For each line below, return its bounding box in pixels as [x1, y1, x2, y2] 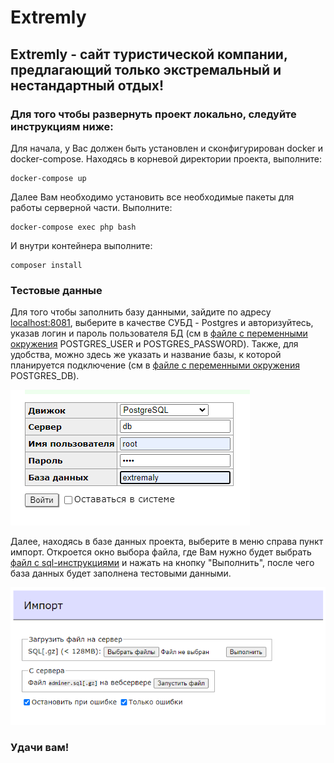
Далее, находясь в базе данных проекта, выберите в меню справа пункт [10, 536, 324, 548]
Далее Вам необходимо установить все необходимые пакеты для [10, 191, 295, 203]
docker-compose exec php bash [10, 222, 137, 232]
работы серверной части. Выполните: [10, 201, 173, 213]
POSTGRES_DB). [10, 370, 80, 382]
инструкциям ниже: [10, 119, 114, 133]
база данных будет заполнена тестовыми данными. [10, 567, 232, 580]
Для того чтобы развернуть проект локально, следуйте [10, 107, 297, 121]
